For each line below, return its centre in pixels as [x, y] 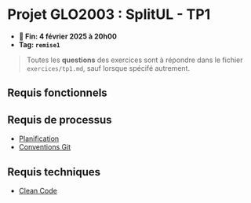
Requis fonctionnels [57, 93]
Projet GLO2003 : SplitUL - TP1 [109, 15]
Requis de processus [60, 120]
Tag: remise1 [39, 44]
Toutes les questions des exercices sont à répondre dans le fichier [135, 60]
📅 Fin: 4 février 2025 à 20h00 [67, 36]
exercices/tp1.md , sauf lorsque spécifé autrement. [108, 68]
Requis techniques [54, 172]
